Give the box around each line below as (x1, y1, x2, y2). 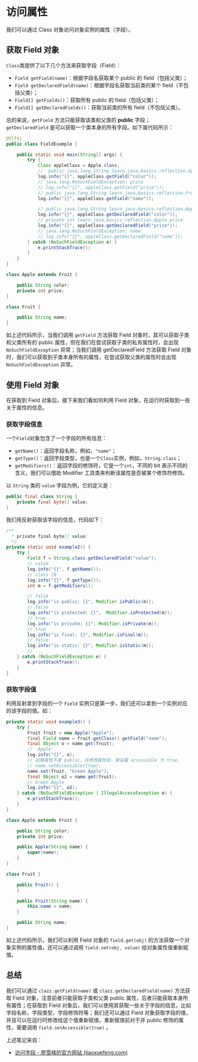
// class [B (27, 572, 57, 578)
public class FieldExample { (6, 141, 78, 147)
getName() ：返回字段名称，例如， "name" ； (14, 447, 117, 454)
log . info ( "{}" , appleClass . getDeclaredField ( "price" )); (37, 222, 178, 228)
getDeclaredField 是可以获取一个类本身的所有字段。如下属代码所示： (6, 123, 174, 130)
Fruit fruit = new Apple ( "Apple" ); (27, 730, 115, 736)
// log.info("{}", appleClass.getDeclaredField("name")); (37, 234, 183, 240)
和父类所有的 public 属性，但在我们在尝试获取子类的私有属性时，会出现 (6, 339, 179, 346)
